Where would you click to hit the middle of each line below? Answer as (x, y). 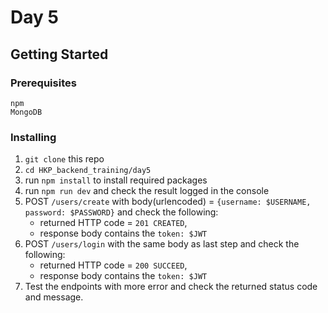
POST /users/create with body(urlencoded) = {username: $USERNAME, (168, 202)
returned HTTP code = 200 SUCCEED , (113, 265)
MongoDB (26, 112)
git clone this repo (64, 159)
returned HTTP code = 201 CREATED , (113, 223)
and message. (54, 297)
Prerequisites (43, 83)
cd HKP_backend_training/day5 (88, 171)
